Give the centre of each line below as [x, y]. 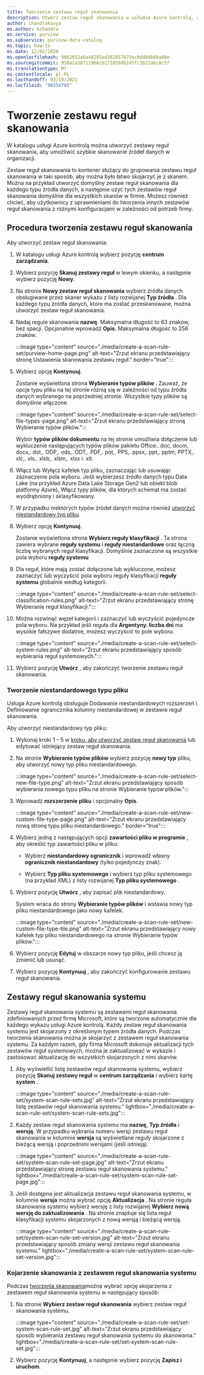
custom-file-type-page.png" [51, 819]
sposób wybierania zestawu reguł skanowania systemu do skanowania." [106, 1335]
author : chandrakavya [34, 23]
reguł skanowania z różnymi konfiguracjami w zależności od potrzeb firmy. [100, 209]
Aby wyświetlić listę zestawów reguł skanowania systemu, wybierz [99, 1068]
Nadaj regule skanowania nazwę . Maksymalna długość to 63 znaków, [103, 322]
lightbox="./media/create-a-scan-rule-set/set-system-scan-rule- [97, 1342]
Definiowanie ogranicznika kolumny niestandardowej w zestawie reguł [94, 710]
